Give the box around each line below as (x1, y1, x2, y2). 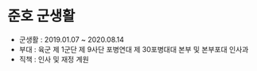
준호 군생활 (7, 7, 76, 25)
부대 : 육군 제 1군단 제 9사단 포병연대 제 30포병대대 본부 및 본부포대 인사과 (18, 44, 249, 54)
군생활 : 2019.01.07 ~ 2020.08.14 (18, 35, 125, 44)
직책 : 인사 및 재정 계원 (18, 54, 89, 64)
